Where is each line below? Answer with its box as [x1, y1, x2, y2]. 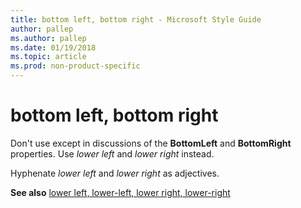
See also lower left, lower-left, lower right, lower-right [10, 186, 231, 198]
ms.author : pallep [10, 33, 87, 43]
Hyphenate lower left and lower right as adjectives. [10, 167, 220, 179]
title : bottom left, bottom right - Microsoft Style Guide [10, 14, 262, 25]
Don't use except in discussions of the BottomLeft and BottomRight [10, 137, 292, 149]
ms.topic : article [10, 52, 87, 62]
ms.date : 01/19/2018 [10, 42, 97, 53]
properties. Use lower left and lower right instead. [10, 147, 215, 160]
